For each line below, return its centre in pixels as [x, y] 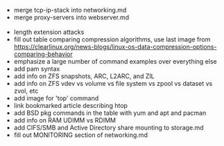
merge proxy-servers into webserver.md [71, 17]
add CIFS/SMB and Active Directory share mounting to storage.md [109, 128]
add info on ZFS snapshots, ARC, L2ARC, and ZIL [84, 76]
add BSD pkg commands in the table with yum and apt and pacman [110, 113]
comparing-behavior [43, 54]
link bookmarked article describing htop [71, 106]
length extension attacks [49, 32]
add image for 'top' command [56, 98]
